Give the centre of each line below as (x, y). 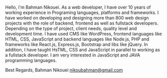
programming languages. (31, 60)
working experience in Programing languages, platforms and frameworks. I (82, 12)
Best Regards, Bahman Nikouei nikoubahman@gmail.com (64, 70)
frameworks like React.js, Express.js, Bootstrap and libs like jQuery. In (77, 44)
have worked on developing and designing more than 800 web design (77, 18)
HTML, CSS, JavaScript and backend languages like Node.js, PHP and (77, 39)
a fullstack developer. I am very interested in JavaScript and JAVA (73, 55)
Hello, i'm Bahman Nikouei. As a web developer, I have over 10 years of (78, 7)
